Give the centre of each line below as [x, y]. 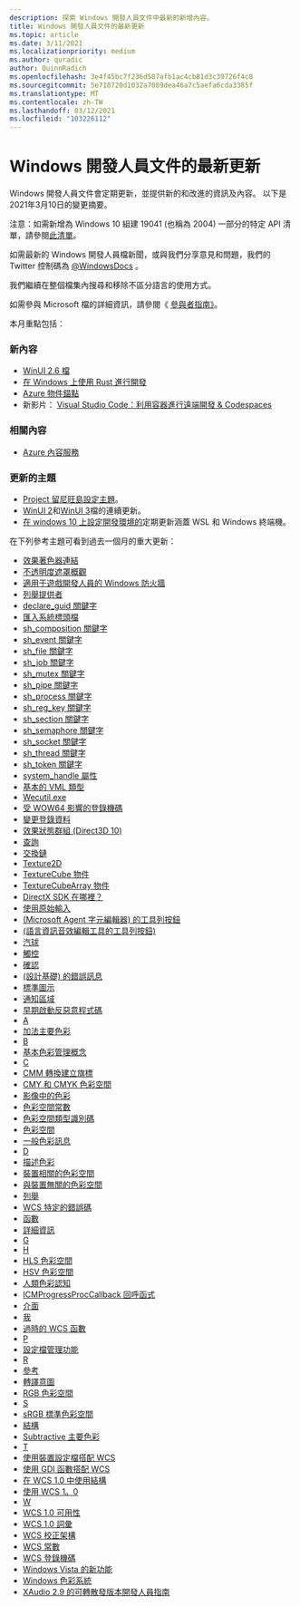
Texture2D [42, 863]
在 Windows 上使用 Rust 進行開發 [84, 382]
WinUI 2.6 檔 [46, 371]
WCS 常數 [41, 1546]
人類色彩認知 [46, 1282]
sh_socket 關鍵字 [54, 741]
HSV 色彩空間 [48, 1272]
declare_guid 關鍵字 [60, 605]
